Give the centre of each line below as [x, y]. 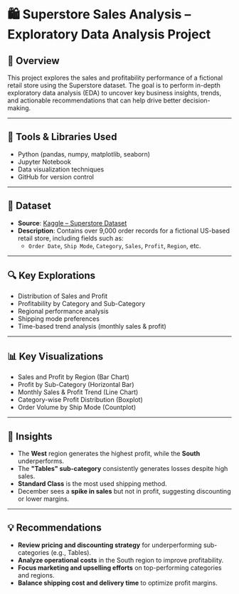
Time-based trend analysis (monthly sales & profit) [92, 327]
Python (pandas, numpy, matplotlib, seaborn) [84, 154]
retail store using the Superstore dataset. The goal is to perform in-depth [114, 85]
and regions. [36, 575]
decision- [196, 100]
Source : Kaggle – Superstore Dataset [72, 223]
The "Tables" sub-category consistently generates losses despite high [123, 469]
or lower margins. [43, 499]
